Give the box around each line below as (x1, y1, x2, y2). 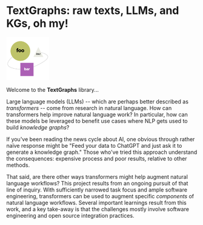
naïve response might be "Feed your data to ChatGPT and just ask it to (6, 142, 182, 149)
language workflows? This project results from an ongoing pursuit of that (6, 179, 188, 187)
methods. (6, 161, 30, 168)
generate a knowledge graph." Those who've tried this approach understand (6, 148, 198, 156)
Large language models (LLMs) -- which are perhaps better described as (6, 98, 189, 105)
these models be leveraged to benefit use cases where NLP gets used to (6, 117, 188, 125)
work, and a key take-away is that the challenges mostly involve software (6, 205, 190, 213)
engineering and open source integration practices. (6, 212, 135, 219)
